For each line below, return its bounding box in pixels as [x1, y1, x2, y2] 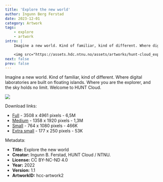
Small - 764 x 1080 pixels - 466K [12, 123, 78, 129]
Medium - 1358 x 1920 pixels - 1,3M [12, 117, 83, 124]
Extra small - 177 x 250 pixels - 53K [12, 128, 83, 134]
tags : [5, 25, 16, 30]
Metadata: [5, 137, 26, 143]
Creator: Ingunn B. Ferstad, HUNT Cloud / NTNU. [12, 152, 111, 158]
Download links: [5, 103, 37, 109]
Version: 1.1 [12, 167, 35, 173]
